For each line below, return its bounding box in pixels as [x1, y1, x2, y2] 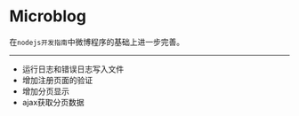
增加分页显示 [21, 86, 69, 97]
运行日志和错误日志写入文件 [21, 64, 125, 74]
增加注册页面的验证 [21, 74, 93, 85]
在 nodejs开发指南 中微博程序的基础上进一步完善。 [9, 36, 185, 47]
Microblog [9, 6, 87, 27]
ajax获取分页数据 [21, 97, 85, 107]
